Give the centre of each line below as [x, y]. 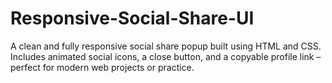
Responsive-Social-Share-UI [132, 18]
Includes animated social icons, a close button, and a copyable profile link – [166, 56]
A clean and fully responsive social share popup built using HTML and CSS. [166, 46]
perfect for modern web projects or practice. [102, 67]
